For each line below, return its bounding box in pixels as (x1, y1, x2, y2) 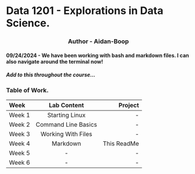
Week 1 (9, 111, 30, 119)
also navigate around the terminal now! (6, 58, 104, 65)
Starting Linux (47, 111, 86, 119)
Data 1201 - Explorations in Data (6, 4, 164, 18)
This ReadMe (102, 140, 139, 148)
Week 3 (9, 130, 30, 138)
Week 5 (9, 149, 30, 157)
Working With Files (40, 130, 93, 138)
